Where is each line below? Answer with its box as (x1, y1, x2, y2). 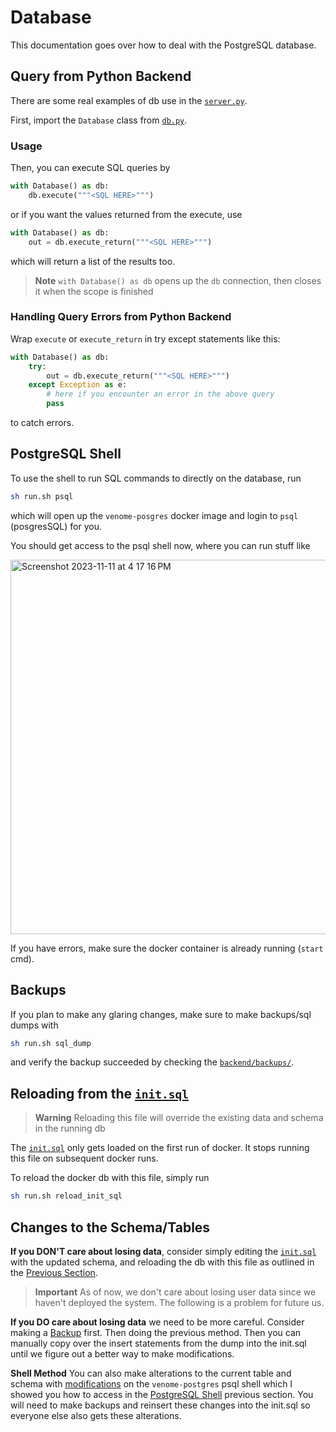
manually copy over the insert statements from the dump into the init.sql (10, 1337, 307, 1349)
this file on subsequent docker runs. (10, 1152, 159, 1165)
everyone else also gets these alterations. (10, 1409, 182, 1421)
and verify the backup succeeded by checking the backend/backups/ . (10, 1056, 295, 1068)
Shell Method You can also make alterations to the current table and (10, 1367, 292, 1379)
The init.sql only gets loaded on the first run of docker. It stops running (10, 1142, 310, 1154)
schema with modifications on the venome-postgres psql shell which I (10, 1377, 293, 1390)
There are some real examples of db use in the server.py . (10, 94, 248, 106)
